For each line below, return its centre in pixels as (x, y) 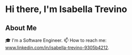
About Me (21, 28)
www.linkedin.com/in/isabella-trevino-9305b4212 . (57, 47)
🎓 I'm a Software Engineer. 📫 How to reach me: (56, 40)
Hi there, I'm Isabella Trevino (66, 9)
